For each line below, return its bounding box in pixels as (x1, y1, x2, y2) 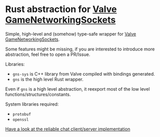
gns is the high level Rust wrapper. (12, 76, 84, 82)
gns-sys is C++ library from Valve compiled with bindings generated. (12, 71, 155, 77)
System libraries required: (5, 101, 59, 107)
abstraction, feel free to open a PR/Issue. (5, 51, 90, 57)
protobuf (12, 112, 31, 117)
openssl (12, 117, 29, 122)
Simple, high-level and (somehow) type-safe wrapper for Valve (5, 31, 136, 37)
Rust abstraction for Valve (5, 4, 117, 15)
